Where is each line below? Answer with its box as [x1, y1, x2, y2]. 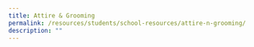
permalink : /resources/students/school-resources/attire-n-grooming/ [8, 19, 247, 27]
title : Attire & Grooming [8, 11, 95, 20]
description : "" [8, 26, 63, 34]
